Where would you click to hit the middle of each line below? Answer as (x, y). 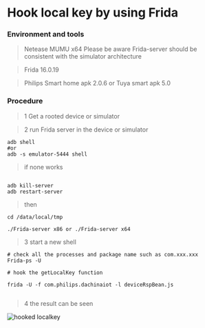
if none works (43, 167)
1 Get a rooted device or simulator (72, 116)
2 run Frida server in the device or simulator (86, 130)
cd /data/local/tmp (35, 217)
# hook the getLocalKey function (55, 273)
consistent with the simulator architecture (83, 57)
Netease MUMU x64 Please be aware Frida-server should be (110, 49)
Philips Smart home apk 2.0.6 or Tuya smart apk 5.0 (97, 83)
